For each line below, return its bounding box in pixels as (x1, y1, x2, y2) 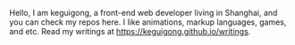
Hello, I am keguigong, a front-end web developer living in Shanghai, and (9, 8, 278, 18)
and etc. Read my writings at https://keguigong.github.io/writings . (9, 26, 251, 36)
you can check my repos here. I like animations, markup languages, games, (9, 17, 287, 27)
